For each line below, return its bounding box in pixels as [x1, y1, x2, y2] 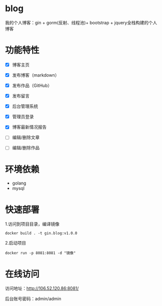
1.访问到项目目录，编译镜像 [5, 221, 60, 227]
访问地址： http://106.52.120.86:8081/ [5, 286, 79, 291]
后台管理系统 [12, 103, 38, 109]
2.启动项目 [5, 240, 26, 246]
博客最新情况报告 [12, 124, 47, 130]
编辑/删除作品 [12, 145, 40, 151]
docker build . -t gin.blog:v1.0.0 [5, 231, 78, 236]
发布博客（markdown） [12, 72, 60, 78]
